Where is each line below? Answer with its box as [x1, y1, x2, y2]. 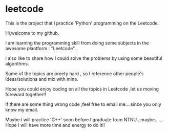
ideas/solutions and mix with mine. [5, 76, 78, 82]
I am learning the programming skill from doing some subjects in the [5, 39, 150, 46]
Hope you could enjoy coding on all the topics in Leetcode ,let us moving [5, 85, 159, 92]
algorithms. [5, 60, 29, 66]
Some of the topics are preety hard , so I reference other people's [5, 70, 144, 77]
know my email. [5, 106, 38, 113]
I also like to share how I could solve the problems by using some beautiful [5, 55, 162, 61]
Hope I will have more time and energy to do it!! [5, 122, 105, 128]
